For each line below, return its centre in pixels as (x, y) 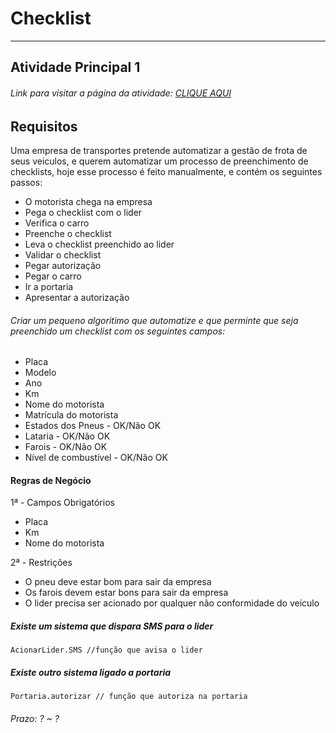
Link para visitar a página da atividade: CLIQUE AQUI (121, 93)
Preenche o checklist (68, 233)
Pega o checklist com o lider (83, 212)
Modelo (40, 373)
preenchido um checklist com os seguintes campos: (118, 331)
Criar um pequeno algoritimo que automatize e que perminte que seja (154, 320)
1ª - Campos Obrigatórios (62, 503)
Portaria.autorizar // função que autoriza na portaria (129, 697)
